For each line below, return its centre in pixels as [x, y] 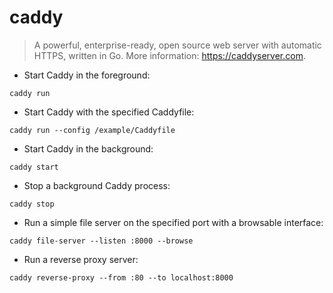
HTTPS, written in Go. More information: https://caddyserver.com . [169, 55]
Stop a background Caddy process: [97, 185]
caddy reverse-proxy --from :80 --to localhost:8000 [121, 277]
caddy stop [32, 204]
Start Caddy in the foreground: [87, 75]
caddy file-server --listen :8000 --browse [101, 241]
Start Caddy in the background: [88, 148]
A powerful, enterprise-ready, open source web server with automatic [177, 45]
